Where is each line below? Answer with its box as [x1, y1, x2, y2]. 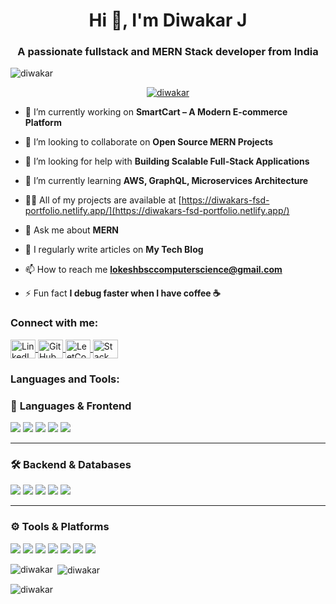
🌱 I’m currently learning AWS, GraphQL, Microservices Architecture [24, 175, 309, 187]
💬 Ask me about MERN [24, 224, 120, 236]
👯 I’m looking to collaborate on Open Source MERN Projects [24, 136, 274, 148]
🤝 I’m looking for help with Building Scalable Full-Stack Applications [24, 155, 310, 168]
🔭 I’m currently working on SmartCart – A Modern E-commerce [24, 106, 288, 118]
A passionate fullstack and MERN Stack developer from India [17, 45, 319, 59]
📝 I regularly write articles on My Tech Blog [24, 244, 204, 256]
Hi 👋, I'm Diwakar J [88, 9, 248, 32]
